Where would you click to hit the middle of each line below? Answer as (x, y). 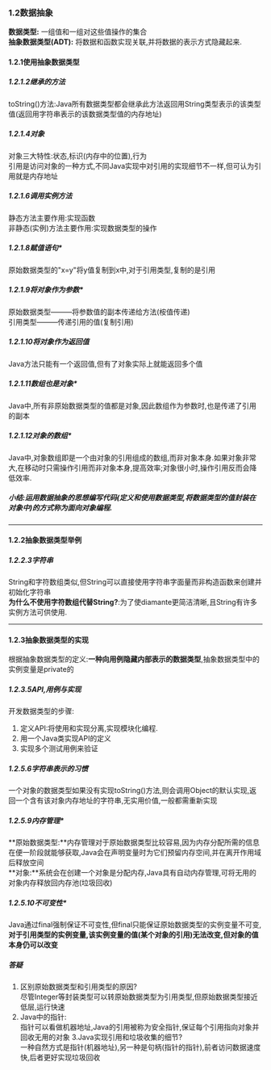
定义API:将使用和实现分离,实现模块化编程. (89, 728)
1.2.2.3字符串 (31, 560)
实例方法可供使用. (38, 612)
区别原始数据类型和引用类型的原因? (78, 987)
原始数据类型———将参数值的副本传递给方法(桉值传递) (100, 312)
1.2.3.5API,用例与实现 (45, 689)
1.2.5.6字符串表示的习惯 (48, 768)
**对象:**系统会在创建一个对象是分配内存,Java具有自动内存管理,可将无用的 (132, 873)
